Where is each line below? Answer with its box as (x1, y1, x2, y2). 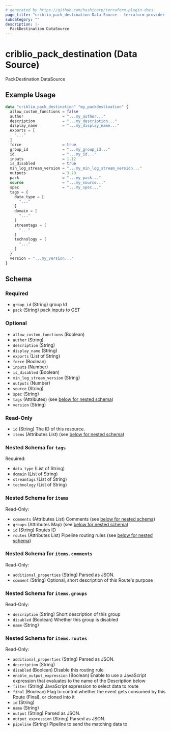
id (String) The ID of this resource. (12, 426, 85, 432)
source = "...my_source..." (10, 180, 106, 185)
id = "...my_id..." (10, 151, 97, 157)
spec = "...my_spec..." (10, 184, 101, 190)
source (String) (12, 385, 44, 391)
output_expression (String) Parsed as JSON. (12, 716, 106, 722)
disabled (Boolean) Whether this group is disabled (12, 617, 119, 623)
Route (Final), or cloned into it (12, 694, 75, 700)
